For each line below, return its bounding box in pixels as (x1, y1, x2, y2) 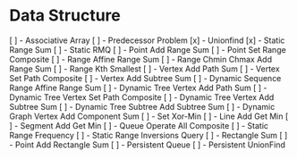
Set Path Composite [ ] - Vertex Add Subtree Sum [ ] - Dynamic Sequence (9, 72, 282, 83)
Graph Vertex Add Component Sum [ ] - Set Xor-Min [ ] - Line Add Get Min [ (9, 111, 289, 121)
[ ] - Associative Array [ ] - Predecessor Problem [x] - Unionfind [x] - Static (9, 35, 285, 46)
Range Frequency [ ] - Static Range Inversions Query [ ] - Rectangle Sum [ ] (9, 130, 288, 140)
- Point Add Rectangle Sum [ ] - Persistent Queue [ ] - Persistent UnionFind (9, 139, 286, 150)
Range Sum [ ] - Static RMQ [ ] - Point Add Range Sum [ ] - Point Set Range (9, 44, 286, 54)
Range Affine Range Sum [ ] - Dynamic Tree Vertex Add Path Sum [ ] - (9, 82, 267, 93)
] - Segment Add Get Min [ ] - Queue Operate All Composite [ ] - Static (9, 120, 269, 130)
